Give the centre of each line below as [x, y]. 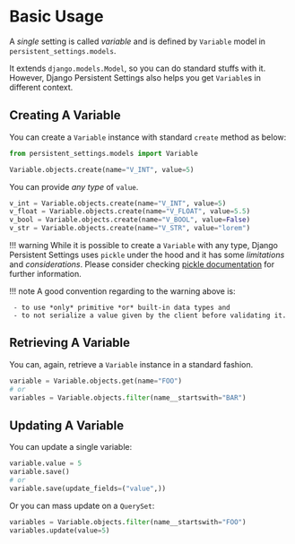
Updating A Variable [66, 425]
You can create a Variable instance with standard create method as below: [148, 137]
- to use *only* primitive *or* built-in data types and [121, 307]
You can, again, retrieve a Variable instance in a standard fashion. [131, 364]
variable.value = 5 [46, 463]
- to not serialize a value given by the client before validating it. [150, 315]
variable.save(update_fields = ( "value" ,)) [88, 488]
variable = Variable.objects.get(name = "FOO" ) [95, 381]
